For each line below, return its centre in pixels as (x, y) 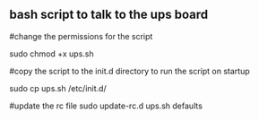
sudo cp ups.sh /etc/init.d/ (58, 88)
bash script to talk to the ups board (109, 15)
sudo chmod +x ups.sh (52, 54)
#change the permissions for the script (81, 36)
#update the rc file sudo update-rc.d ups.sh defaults (106, 106)
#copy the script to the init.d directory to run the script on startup (129, 71)
